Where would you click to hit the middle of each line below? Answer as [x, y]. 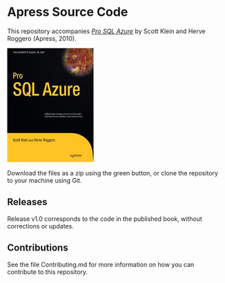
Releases [27, 202]
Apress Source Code [68, 12]
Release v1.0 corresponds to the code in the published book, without [105, 219]
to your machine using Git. [45, 180]
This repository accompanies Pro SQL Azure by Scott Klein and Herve [106, 31]
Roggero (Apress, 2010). [42, 38]
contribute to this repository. [48, 272]
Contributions [38, 248]
